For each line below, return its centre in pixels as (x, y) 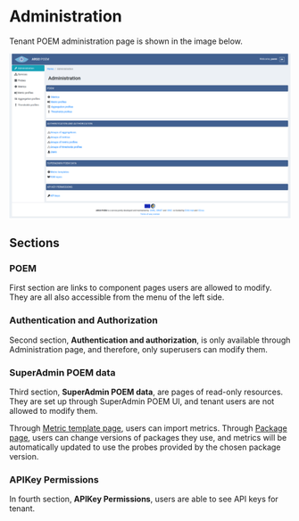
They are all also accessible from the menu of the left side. (117, 297)
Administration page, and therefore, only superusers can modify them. (138, 349)
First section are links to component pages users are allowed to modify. (141, 288)
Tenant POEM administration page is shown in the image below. (126, 41)
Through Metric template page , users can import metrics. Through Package (148, 428)
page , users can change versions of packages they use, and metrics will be (148, 438)
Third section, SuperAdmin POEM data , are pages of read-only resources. (146, 392)
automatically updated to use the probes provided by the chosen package (145, 447)
